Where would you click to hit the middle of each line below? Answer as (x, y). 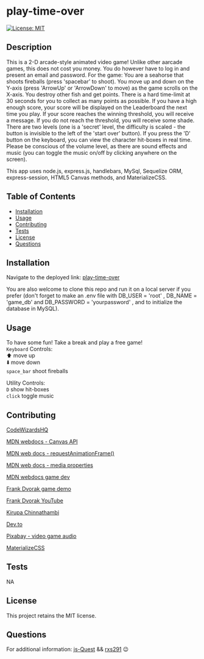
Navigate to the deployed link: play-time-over (63, 277)
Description (29, 47)
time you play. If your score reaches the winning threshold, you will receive (100, 113)
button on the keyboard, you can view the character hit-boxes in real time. (99, 140)
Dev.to (15, 524)
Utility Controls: (26, 383)
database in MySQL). (33, 308)
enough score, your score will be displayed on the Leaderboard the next (97, 107)
